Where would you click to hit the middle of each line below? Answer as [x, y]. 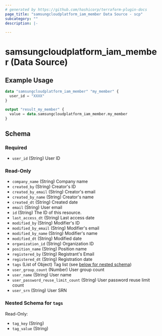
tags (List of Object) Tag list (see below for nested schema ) [72, 265]
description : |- [21, 23]
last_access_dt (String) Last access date [53, 218]
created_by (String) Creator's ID [44, 187]
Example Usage [29, 80]
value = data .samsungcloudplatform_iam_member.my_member [69, 114]
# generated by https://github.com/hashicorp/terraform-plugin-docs [76, 10]
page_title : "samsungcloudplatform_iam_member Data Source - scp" [74, 14]
